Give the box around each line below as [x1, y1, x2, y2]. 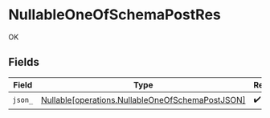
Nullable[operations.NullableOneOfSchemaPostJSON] [40, 95, 247, 106]
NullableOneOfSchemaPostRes [8, 6, 221, 24]
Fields [8, 55, 40, 69]
